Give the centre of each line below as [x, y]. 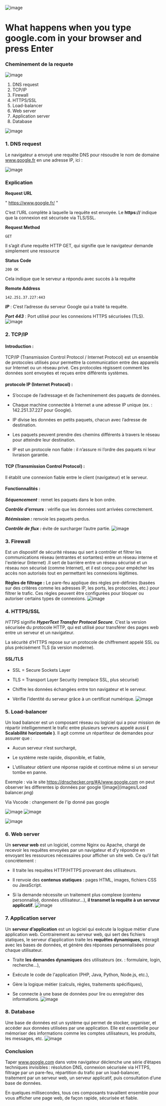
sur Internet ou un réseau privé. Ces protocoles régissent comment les [77, 368]
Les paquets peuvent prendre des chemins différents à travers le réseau [86, 435]
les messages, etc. [24, 1038]
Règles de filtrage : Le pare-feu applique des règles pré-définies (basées [80, 583]
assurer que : [19, 738]
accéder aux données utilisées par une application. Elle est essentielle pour [82, 1028]
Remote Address [23, 289]
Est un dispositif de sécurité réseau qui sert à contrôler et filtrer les [73, 552]
